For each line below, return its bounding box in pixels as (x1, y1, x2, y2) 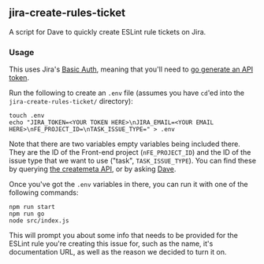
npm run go (9, 210, 45, 218)
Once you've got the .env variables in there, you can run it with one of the (9, 180, 248, 189)
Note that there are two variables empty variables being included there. (9, 139, 241, 148)
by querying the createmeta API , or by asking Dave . (9, 164, 177, 174)
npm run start (9, 203, 56, 211)
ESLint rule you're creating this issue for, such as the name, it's (9, 239, 214, 248)
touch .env (9, 112, 45, 120)
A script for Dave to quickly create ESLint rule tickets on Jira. (9, 27, 206, 36)
